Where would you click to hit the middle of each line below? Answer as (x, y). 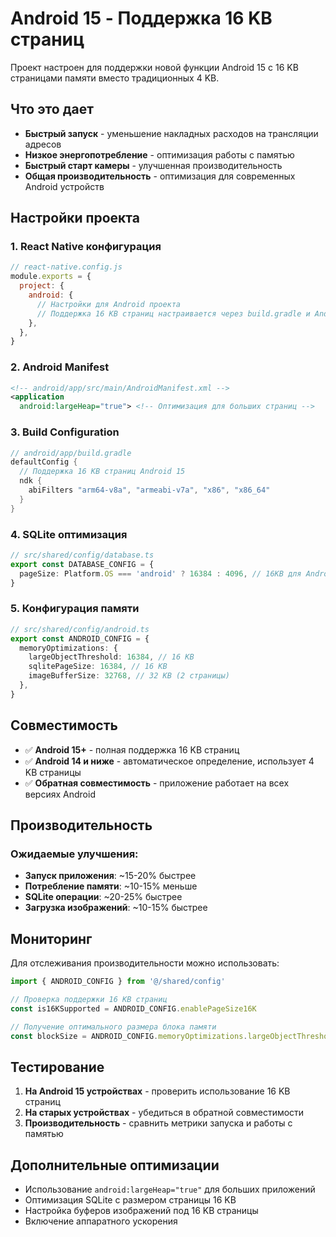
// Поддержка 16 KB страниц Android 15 (102, 472)
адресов (43, 144)
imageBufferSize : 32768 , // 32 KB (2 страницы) (129, 676)
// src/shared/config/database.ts (82, 555)
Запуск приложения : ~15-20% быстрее (110, 876)
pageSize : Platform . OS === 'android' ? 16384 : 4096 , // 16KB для (160, 573)
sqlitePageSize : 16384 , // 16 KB (98, 667)
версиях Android (60, 794)
